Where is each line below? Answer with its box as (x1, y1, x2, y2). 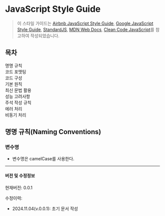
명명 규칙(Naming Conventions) (5, 128, 102, 136)
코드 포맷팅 (5, 69, 27, 74)
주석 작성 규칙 (5, 100, 32, 106)
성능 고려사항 (5, 93, 30, 99)
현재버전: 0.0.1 (5, 184, 33, 190)
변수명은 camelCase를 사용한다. (12, 156, 75, 162)
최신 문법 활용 (5, 87, 32, 93)
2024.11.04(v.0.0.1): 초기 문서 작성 (12, 206, 79, 212)
